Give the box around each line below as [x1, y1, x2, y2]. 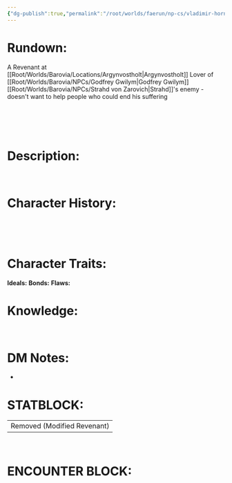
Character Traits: [7, 255, 107, 271]
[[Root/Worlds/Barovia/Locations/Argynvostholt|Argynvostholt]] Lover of [7, 70, 214, 78]
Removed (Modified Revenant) [10, 421, 110, 431]
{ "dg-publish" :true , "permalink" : [7, 10, 104, 17]
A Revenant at [7, 63, 47, 71]
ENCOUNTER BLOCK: [7, 463, 133, 479]
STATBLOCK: [7, 397, 84, 412]
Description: [7, 148, 80, 163]
